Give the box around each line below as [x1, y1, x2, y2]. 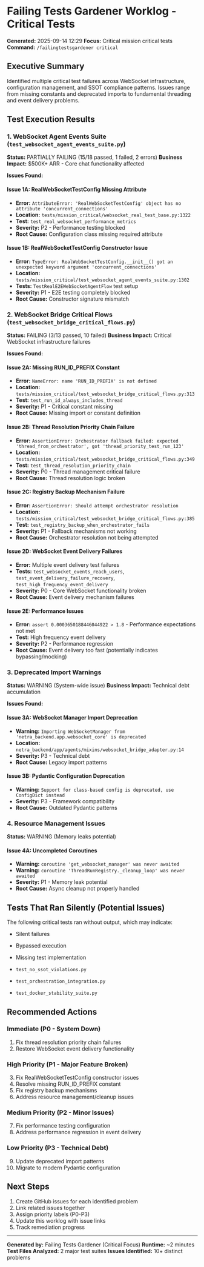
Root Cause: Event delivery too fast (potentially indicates [15, 647, 158, 654]
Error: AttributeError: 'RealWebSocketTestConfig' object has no [15, 199, 182, 207]
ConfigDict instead [15, 792, 65, 798]
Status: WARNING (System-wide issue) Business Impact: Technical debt [7, 682, 190, 689]
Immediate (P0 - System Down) [7, 1025, 101, 1033]
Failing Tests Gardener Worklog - [7, 4, 177, 18]
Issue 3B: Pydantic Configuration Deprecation [7, 772, 125, 780]
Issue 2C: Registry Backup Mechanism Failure [7, 488, 125, 495]
